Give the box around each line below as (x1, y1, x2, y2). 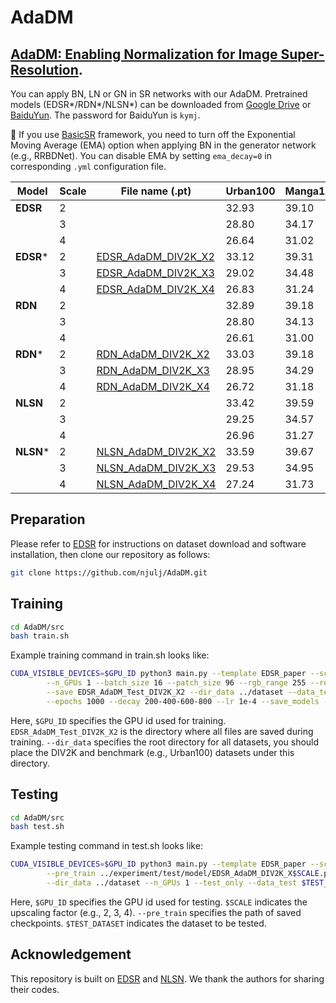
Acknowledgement (10, 946, 132, 963)
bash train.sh (10, 631, 70, 641)
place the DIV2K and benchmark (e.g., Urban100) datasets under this (10, 746, 295, 758)
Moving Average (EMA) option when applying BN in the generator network (10, 139, 317, 151)
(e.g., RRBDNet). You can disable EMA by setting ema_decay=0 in (10, 150, 272, 161)
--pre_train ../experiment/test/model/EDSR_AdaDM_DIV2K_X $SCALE (46, 869, 320, 879)
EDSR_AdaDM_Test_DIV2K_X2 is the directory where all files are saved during (10, 725, 314, 737)
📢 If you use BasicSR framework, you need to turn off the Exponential (10, 129, 296, 140)
